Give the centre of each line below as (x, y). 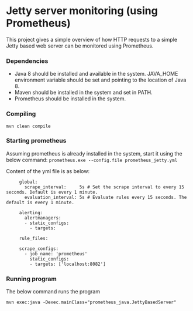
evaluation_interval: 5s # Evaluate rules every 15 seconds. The (106, 197)
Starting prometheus (36, 141)
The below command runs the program (53, 292)
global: (28, 182)
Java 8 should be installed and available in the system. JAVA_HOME (96, 74)
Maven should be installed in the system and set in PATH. (84, 93)
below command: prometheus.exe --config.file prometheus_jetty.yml (92, 160)
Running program (31, 279)
